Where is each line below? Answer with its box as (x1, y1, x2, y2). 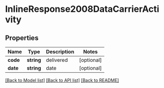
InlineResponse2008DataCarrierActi (5, 3, 160, 15)
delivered (46, 57, 68, 63)
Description (46, 48, 75, 55)
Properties (5, 34, 39, 42)
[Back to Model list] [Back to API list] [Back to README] (5, 78, 119, 83)
